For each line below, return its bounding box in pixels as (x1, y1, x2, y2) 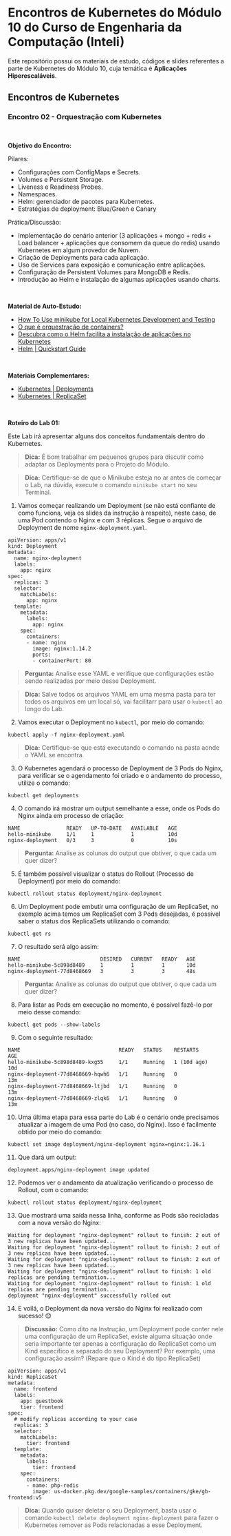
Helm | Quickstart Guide (17, 345, 87, 353)
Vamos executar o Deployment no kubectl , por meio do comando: (17, 718, 205, 726)
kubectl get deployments (8, 792, 79, 799)
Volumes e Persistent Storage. (17, 175, 104, 183)
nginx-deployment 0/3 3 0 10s (8, 837, 177, 843)
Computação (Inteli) (8, 34, 125, 50)
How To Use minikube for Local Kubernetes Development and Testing (17, 315, 215, 323)
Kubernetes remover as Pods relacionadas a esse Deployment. (24, 1521, 203, 1529)
